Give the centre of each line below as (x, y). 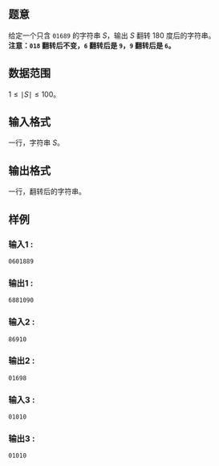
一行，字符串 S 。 (36, 142)
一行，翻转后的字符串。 (47, 192)
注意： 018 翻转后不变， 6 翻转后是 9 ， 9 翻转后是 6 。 (92, 45)
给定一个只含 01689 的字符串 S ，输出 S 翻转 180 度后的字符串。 (112, 35)
